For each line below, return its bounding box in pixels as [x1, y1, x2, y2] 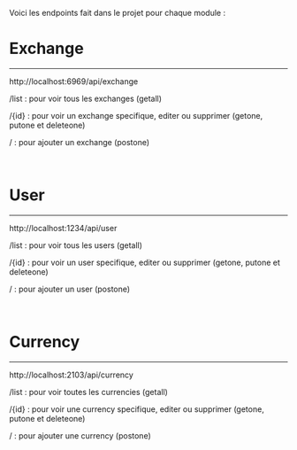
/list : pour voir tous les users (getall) [9, 239, 143, 251]
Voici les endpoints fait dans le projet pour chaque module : [9, 8, 226, 18]
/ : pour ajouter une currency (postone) [9, 430, 152, 441]
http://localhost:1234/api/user [9, 222, 118, 233]
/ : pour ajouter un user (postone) [9, 283, 131, 294]
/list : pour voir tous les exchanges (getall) [9, 93, 162, 104]
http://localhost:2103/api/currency [9, 369, 134, 380]
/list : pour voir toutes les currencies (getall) [9, 386, 168, 397]
